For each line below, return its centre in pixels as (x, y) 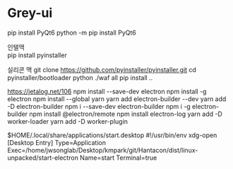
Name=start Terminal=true (119, 158)
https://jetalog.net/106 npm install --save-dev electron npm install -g (107, 91)
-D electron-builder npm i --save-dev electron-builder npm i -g (99, 106)
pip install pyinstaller (37, 55)
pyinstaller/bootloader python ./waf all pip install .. (80, 77)
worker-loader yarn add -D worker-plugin (68, 121)
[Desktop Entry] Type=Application (56, 142)
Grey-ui (30, 13)
